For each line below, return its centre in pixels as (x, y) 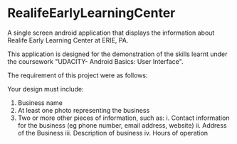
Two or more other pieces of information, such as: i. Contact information (123, 118)
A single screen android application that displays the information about (111, 33)
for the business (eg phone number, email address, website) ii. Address (122, 125)
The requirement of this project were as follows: (78, 75)
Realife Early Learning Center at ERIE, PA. (68, 40)
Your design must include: (46, 89)
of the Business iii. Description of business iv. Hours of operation (113, 133)
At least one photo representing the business (84, 110)
